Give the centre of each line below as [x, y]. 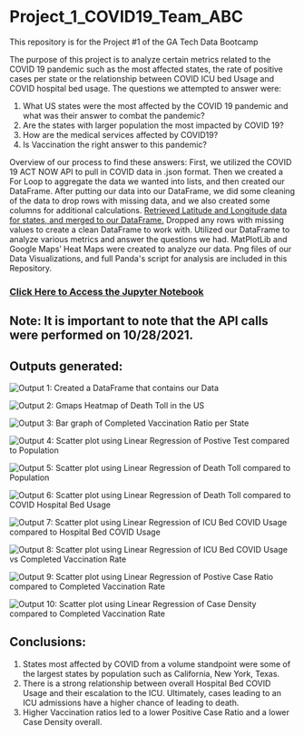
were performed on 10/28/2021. [101, 335]
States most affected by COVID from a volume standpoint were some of [157, 663]
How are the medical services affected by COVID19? [120, 134]
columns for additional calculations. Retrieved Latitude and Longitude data [148, 210]
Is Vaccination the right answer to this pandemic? [114, 144]
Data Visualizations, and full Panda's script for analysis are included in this [148, 258]
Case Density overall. [62, 721]
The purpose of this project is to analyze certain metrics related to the [140, 59]
